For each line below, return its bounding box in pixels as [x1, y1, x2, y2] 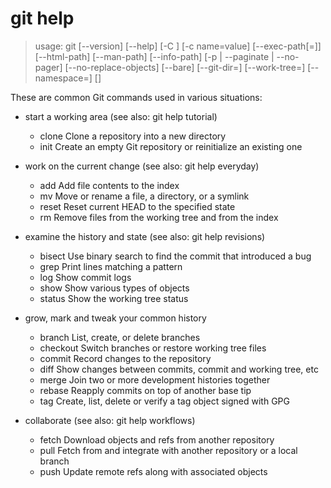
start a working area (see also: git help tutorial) [24, 110, 218, 122]
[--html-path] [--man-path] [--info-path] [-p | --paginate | [34, 50, 275, 62]
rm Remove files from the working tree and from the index [39, 211, 279, 223]
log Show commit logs [39, 271, 132, 283]
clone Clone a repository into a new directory [39, 130, 227, 142]
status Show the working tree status [39, 292, 189, 304]
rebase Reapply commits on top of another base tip [39, 384, 252, 396]
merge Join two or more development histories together [39, 373, 271, 386]
